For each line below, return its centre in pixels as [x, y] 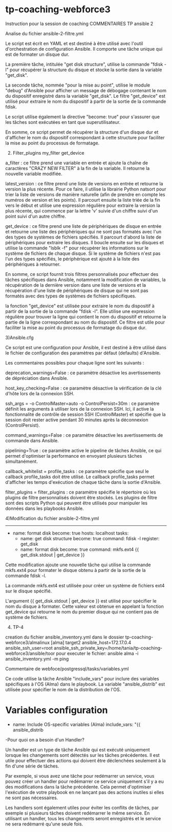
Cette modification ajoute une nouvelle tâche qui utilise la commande [78, 565]
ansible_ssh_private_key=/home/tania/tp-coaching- [108, 648]
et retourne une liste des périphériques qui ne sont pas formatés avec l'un [83, 231]
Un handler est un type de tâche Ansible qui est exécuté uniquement [78, 750]
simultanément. [22, 461]
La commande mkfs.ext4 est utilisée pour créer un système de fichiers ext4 [85, 585]
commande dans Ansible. [32, 440]
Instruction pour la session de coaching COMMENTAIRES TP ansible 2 [79, 24]
